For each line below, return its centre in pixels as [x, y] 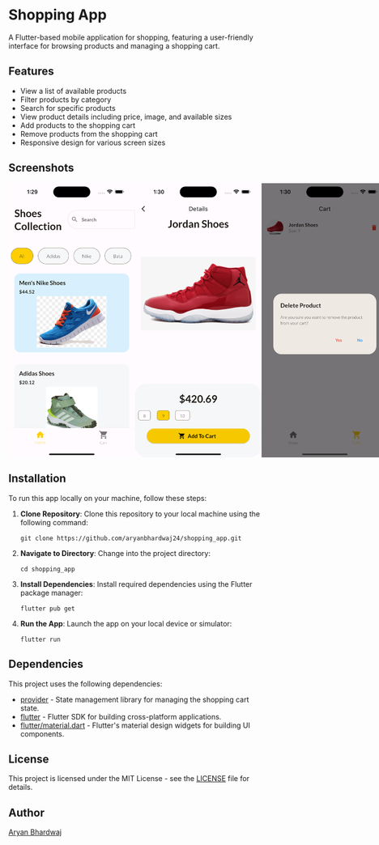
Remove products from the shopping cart [89, 134]
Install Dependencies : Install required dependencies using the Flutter [136, 584]
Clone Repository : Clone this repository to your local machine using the [140, 514]
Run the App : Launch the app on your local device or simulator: [126, 623]
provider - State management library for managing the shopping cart [134, 699]
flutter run [40, 639]
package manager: [51, 592]
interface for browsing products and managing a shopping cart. [114, 45]
